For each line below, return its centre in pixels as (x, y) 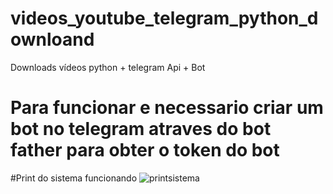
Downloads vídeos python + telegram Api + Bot (108, 67)
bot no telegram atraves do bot (141, 129)
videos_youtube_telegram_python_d (164, 18)
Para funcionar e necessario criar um (167, 108)
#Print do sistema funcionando (74, 178)
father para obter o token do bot (145, 150)
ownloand (52, 39)
